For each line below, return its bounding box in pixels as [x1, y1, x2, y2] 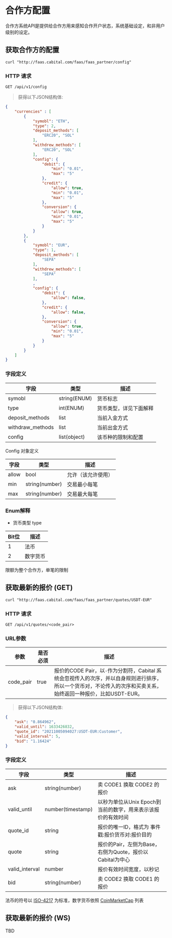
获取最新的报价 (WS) [5, 914, 71, 923]
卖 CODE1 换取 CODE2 [97, 781, 153, 788]
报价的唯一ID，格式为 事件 [97, 823, 161, 830]
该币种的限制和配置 [97, 434, 143, 441]
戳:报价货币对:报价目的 [97, 831, 152, 838]
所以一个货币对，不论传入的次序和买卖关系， [54, 683, 162, 690]
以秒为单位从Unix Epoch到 [97, 798, 161, 805]
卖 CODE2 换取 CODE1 [97, 875, 153, 883]
